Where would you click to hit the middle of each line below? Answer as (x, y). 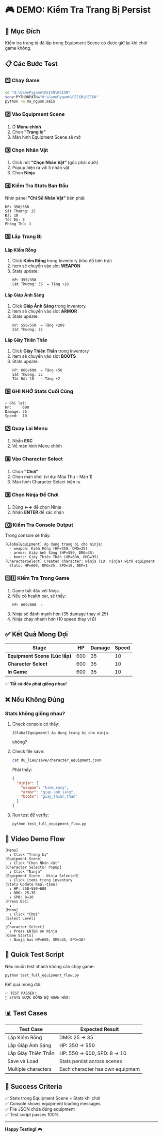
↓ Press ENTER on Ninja (33, 931)
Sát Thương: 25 (20, 211)
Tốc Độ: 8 (15, 220)
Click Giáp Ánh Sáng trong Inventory (49, 306)
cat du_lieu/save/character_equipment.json (57, 760)
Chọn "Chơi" (25, 471)
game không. (18, 48)
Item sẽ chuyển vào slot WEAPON (46, 266)
